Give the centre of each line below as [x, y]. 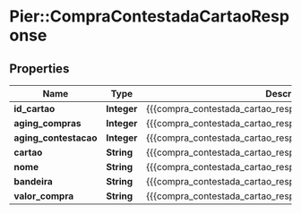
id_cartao [34, 109]
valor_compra [44, 196]
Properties [39, 68]
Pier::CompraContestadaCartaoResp [149, 17]
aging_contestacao [56, 138]
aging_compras [47, 123]
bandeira [34, 181]
